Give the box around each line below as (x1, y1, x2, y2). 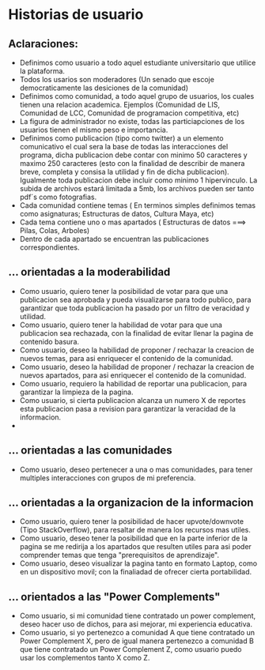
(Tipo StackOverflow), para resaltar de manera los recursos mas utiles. (19, 525, 251, 535)
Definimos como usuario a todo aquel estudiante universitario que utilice (19, 58, 256, 67)
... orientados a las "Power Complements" (8, 590, 221, 604)
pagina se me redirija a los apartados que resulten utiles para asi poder (19, 542, 252, 551)
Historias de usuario (8, 6, 144, 24)
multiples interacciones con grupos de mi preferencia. (19, 472, 196, 483)
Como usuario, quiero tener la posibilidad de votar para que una (19, 286, 229, 295)
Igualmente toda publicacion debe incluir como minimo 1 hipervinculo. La (19, 175, 258, 185)
